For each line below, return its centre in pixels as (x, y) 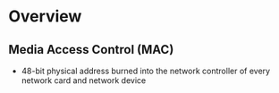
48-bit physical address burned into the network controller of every (145, 71)
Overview (45, 17)
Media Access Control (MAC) (91, 50)
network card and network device (84, 80)
